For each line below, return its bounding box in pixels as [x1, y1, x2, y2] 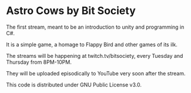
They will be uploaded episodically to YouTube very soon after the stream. [6, 70, 186, 77]
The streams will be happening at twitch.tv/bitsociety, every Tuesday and [6, 52, 183, 59]
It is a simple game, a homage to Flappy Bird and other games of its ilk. [6, 41, 177, 48]
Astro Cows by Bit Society [6, 4, 136, 18]
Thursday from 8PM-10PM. [6, 58, 72, 66]
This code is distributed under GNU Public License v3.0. [6, 81, 142, 88]
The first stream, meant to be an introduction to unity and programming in [6, 23, 185, 30]
